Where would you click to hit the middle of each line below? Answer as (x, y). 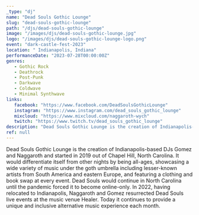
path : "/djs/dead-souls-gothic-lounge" (55, 28)
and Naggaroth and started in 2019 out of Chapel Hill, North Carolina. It (93, 155)
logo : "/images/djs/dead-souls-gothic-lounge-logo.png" (76, 39)
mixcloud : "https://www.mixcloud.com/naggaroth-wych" (82, 116)
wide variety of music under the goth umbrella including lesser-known (92, 168)
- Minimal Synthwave (39, 94)
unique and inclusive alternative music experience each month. (83, 206)
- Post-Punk (29, 77)
